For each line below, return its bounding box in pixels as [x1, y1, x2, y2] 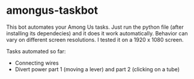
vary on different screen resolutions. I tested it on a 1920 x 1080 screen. [6, 36, 184, 43]
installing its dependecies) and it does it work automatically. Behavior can [6, 29, 188, 37]
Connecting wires [14, 59, 59, 66]
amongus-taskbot [6, 4, 98, 17]
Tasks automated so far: [6, 47, 66, 54]
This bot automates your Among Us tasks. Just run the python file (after [6, 23, 184, 31]
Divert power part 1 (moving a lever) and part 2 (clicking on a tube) [14, 65, 180, 72]
